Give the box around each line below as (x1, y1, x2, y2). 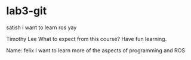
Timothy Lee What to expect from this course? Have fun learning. (6, 35, 167, 42)
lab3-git (6, 4, 47, 18)
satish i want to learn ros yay (6, 24, 77, 31)
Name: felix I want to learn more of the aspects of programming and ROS (6, 46, 186, 54)
